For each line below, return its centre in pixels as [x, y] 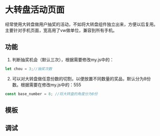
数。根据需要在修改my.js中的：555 [47, 85]
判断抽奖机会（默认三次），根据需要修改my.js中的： [63, 60]
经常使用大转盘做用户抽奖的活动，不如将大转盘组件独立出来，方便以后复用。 [81, 24]
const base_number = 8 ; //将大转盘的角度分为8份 [51, 94]
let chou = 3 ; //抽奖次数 [29, 69]
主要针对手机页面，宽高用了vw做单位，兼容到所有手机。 [61, 30]
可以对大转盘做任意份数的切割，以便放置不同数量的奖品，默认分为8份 [81, 78]
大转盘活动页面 [35, 10]
